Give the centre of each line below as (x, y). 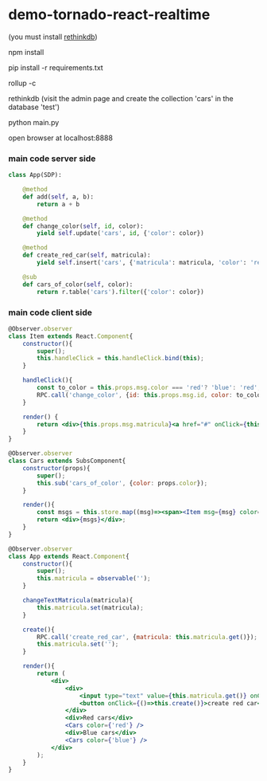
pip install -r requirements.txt (56, 67)
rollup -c (22, 83)
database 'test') (34, 107)
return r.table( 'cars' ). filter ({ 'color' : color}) (120, 292)
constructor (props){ (56, 468)
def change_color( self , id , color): (83, 226)
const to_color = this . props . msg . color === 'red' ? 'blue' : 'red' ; (149, 388)
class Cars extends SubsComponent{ (67, 461)
